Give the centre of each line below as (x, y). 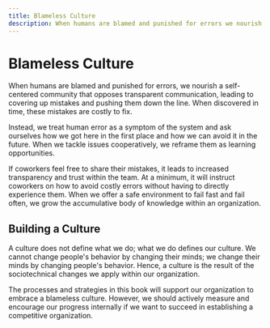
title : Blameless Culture (52, 16)
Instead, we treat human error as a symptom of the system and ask (120, 127)
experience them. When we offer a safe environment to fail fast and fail (127, 194)
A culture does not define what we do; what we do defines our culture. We (132, 249)
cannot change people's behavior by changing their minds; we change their (134, 257)
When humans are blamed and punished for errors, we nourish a (116, 86)
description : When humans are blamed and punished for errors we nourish (135, 23)
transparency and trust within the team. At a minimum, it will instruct (122, 177)
